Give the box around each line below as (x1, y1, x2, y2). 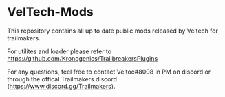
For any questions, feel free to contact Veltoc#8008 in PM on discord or (7, 68, 211, 76)
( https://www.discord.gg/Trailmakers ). (7, 82, 116, 90)
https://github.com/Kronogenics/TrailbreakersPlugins (7, 54, 158, 62)
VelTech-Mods (7, 4, 94, 20)
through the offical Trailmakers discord (7, 74, 118, 83)
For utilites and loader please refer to (7, 47, 112, 55)
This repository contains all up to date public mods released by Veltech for (7, 27, 218, 35)
